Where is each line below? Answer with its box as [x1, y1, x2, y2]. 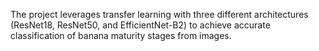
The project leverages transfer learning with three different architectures [10, 9, 309, 20]
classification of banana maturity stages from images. [10, 30, 232, 41]
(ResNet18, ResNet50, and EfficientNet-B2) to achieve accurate [10, 19, 271, 31]
